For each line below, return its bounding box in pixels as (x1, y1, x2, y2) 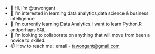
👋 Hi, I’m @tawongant (10, 5, 56, 11)
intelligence (10, 16, 35, 21)
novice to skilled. (10, 37, 46, 43)
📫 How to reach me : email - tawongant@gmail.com (10, 43, 120, 49)
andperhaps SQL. (10, 26, 47, 33)
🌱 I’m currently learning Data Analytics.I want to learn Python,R (10, 21, 142, 27)
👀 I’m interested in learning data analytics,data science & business (10, 10, 149, 16)
